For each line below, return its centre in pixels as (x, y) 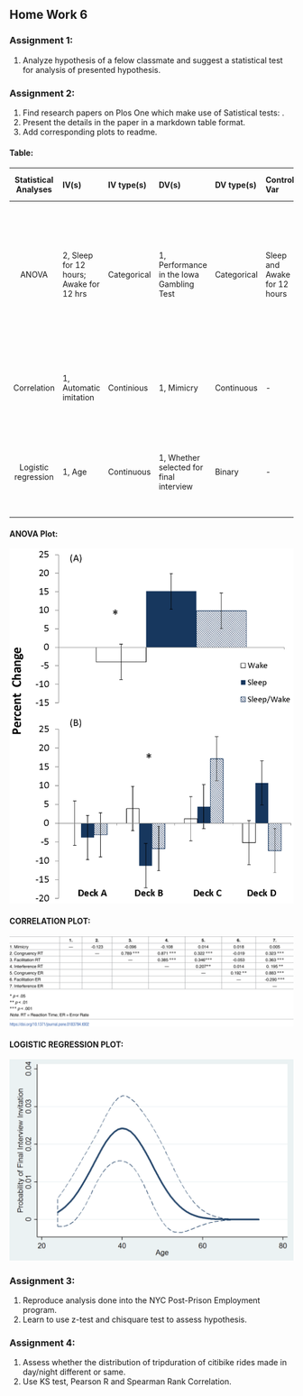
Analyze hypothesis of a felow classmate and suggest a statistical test (152, 60)
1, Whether (179, 457)
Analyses (34, 189)
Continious (128, 388)
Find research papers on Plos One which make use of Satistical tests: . (153, 113)
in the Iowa (179, 274)
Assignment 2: (42, 93)
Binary (227, 472)
